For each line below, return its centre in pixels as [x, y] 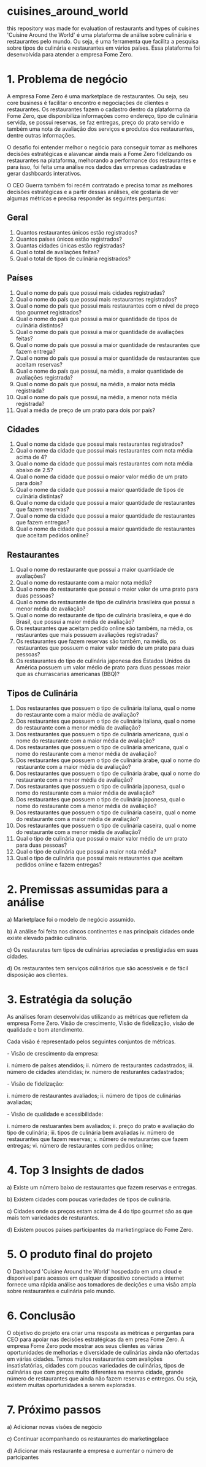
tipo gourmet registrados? [49, 312]
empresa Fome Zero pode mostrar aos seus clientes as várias [85, 1345]
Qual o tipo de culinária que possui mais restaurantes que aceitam [99, 858]
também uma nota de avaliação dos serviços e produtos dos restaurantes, [101, 129]
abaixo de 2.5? [34, 470]
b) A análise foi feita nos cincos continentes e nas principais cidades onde [101, 931]
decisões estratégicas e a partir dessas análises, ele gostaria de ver [93, 192]
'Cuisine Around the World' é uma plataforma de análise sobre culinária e [99, 34]
